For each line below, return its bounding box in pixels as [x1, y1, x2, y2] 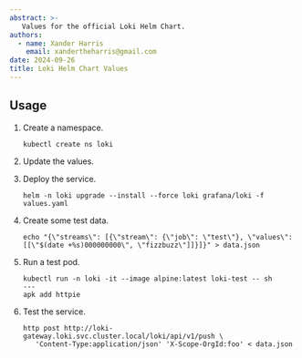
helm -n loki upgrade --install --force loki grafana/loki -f [22, 190, 265, 200]
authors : [9, 30, 43, 39]
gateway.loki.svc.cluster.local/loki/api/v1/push [22, 332, 216, 341]
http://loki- [63, 323, 114, 332]
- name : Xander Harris [17, 38, 104, 48]
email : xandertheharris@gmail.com [26, 47, 157, 56]
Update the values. [22, 156, 94, 167]
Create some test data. [22, 215, 109, 226]
